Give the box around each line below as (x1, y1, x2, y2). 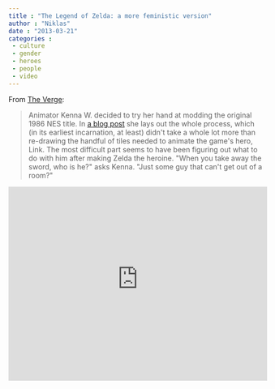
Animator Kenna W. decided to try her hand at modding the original (28, 110, 252, 120)
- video (11, 72, 38, 80)
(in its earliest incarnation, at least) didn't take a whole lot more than (28, 127, 256, 137)
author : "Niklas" (8, 19, 71, 28)
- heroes (11, 58, 42, 66)
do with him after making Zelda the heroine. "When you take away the (28, 153, 262, 163)
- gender (11, 49, 42, 58)
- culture (11, 42, 45, 50)
